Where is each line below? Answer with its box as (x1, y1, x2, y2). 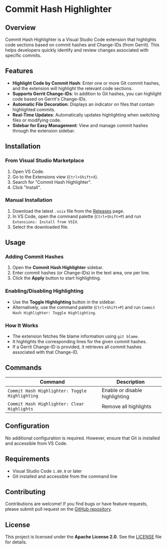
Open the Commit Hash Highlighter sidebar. (12, 265, 104, 271)
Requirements (5, 455, 50, 463)
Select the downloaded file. (12, 224, 69, 230)
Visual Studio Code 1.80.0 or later (12, 468, 82, 474)
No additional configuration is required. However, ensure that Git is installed (5, 435, 160, 441)
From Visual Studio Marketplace (5, 157, 84, 164)
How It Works (5, 322, 39, 329)
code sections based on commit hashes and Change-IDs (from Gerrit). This (5, 42, 160, 48)
